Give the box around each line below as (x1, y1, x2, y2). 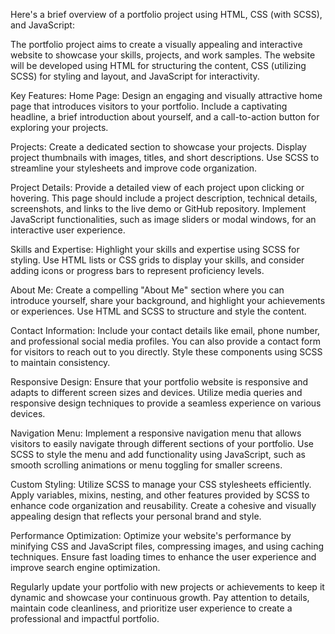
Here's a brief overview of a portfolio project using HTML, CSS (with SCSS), (10, 9, 323, 20)
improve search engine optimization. (10, 562, 161, 573)
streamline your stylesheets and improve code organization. (10, 162, 258, 174)
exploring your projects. (10, 122, 109, 133)
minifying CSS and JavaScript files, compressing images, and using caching (10, 540, 325, 552)
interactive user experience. (10, 224, 126, 236)
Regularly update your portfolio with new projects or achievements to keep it (10, 581, 325, 593)
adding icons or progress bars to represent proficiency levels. (10, 265, 265, 276)
